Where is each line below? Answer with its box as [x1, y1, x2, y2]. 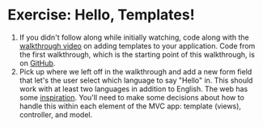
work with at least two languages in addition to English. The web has [19, 83, 248, 94]
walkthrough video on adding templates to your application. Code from [19, 40, 256, 50]
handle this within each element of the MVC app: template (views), [19, 101, 242, 111]
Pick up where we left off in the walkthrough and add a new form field [19, 66, 252, 76]
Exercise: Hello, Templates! [7, 6, 195, 24]
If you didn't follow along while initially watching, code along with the [19, 32, 249, 42]
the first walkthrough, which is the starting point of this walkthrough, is [19, 49, 256, 59]
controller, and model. [19, 109, 93, 119]
